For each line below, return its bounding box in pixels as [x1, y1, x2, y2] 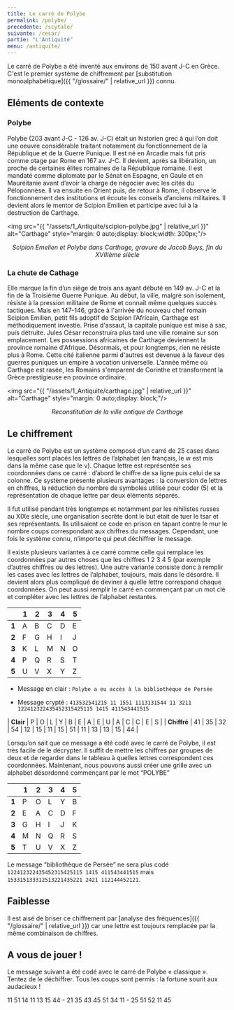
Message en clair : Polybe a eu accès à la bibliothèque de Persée [17, 684, 213, 693]
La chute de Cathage [7, 267, 79, 277]
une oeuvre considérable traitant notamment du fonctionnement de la [7, 141, 207, 150]
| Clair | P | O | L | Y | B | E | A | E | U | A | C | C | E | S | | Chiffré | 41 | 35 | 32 [7, 717, 226, 726]
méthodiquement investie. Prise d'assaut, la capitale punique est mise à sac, [7, 321, 227, 329]
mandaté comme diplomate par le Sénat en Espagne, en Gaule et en [7, 171, 203, 179]
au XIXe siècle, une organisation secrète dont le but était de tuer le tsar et [7, 512, 219, 520]
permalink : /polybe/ [7, 17, 68, 24]
